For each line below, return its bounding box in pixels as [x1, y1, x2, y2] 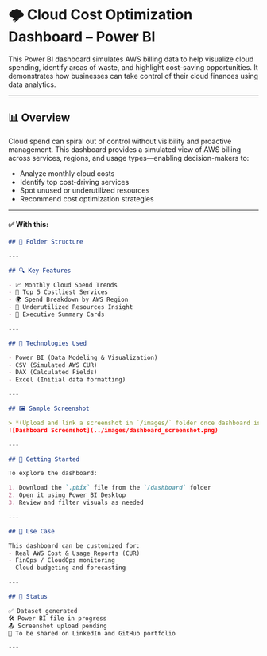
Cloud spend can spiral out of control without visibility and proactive [8, 136, 232, 146]
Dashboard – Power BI [8, 28, 156, 46]
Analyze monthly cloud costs [19, 168, 115, 178]
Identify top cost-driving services [19, 177, 130, 186]
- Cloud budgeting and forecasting [8, 564, 126, 572]
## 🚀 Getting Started [8, 455, 80, 463]
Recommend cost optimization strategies [19, 193, 154, 203]
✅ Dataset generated [8, 607, 78, 615]
